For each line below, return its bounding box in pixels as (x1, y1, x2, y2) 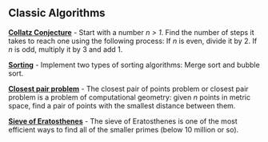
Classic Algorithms (8, 6, 106, 20)
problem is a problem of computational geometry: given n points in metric (8, 92, 250, 102)
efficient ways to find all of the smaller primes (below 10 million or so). (8, 124, 239, 134)
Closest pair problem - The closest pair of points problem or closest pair (8, 84, 250, 93)
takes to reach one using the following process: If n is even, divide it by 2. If (8, 36, 258, 45)
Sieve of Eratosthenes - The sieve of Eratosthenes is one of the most (8, 116, 238, 126)
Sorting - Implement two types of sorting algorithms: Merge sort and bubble (8, 60, 260, 69)
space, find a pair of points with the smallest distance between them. (8, 101, 236, 110)
